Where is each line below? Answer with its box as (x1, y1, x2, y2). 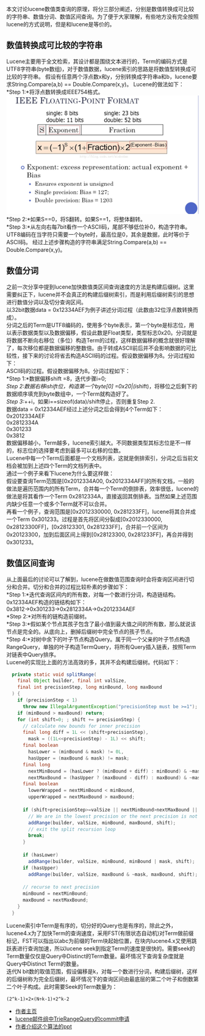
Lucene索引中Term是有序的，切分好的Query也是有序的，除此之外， (6, 922, 177, 929)
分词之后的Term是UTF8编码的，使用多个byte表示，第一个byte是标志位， (6, 321, 189, 328)
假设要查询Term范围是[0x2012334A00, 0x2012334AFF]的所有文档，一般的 (6, 477, 195, 484)
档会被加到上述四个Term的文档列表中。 (6, 462, 105, 469)
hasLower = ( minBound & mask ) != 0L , (28, 749, 124, 755)
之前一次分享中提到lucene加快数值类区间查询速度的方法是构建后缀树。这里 (6, 283, 195, 290)
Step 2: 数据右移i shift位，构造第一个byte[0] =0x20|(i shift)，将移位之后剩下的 (6, 382, 197, 390)
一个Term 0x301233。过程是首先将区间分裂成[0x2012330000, (6, 516, 163, 523)
